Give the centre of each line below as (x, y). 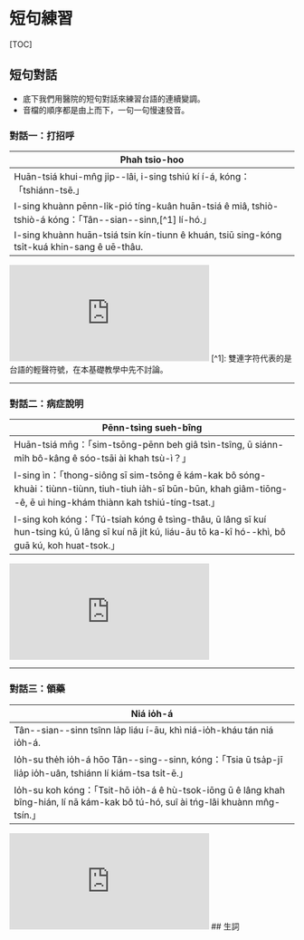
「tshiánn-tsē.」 (49, 190)
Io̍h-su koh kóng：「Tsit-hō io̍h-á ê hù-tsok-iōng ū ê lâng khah (149, 790)
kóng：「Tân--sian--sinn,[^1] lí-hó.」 (130, 220)
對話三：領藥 (38, 689)
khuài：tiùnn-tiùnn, (56, 489)
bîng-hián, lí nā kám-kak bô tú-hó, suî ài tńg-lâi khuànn (133, 801)
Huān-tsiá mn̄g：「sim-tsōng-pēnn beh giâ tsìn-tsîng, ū (133, 445)
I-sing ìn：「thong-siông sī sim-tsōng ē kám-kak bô (125, 475)
